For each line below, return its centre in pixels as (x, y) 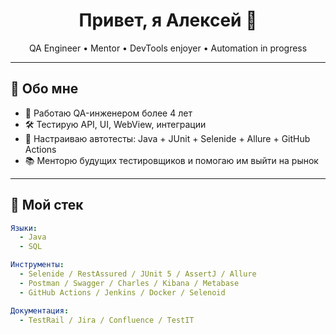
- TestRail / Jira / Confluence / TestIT (107, 320)
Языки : (24, 228)
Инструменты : (37, 265)
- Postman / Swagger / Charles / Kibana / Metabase (129, 283)
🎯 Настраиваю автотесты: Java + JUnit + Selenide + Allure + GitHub (167, 138)
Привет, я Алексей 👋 (168, 20)
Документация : (40, 310)
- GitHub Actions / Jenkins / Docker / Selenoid (122, 292)
